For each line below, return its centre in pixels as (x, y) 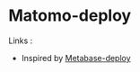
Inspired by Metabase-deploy (76, 58)
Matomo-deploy (70, 16)
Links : (21, 40)
